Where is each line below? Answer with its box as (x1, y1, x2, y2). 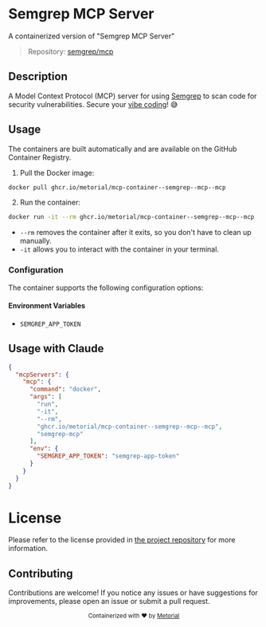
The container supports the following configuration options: (8, 283, 204, 292)
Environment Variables (8, 301, 86, 311)
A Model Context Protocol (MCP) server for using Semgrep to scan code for (8, 91, 257, 101)
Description (8, 69, 68, 84)
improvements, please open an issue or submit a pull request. (8, 597, 210, 606)
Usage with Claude (8, 342, 104, 355)
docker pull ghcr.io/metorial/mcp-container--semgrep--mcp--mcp (8, 183, 226, 192)
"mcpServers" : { (15, 371, 69, 379)
